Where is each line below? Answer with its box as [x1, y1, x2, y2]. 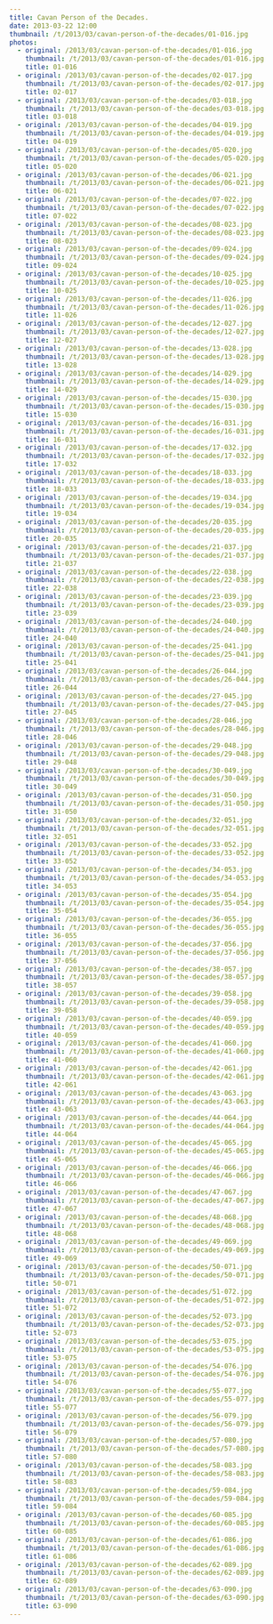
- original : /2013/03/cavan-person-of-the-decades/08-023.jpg [17, 220, 253, 229]
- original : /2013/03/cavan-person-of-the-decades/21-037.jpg [17, 542, 253, 552]
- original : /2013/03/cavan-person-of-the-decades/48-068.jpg [17, 1212, 253, 1222]
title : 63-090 [25, 1601, 77, 1611]
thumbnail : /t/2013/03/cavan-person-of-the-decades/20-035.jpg [25, 526, 265, 535]
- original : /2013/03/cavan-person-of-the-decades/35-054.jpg [17, 890, 253, 899]
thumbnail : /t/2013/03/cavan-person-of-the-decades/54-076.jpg [25, 1369, 265, 1379]
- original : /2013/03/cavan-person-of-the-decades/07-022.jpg [17, 195, 253, 205]
